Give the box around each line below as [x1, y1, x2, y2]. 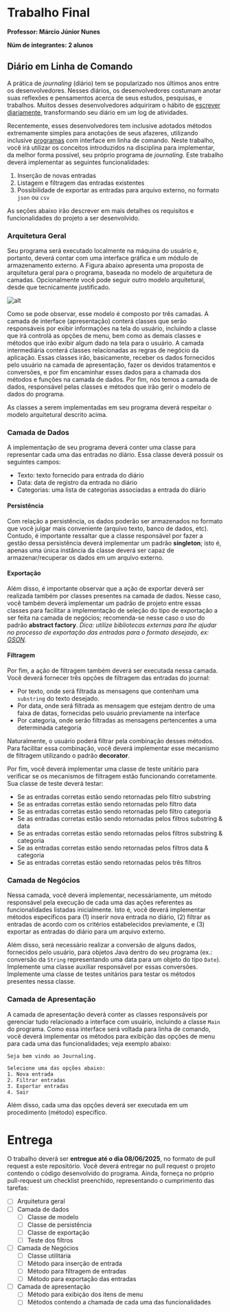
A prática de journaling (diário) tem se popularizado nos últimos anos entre [7, 79, 220, 87]
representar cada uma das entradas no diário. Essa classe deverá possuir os [7, 451, 224, 459]
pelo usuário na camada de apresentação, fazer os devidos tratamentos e [7, 361, 216, 369]
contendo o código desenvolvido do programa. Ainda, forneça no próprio [7, 1169, 214, 1177]
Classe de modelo [27, 1212, 79, 1221]
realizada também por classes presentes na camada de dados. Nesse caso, [7, 591, 222, 600]
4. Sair [7, 1089, 30, 1096]
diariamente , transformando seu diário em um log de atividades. [7, 108, 189, 116]
